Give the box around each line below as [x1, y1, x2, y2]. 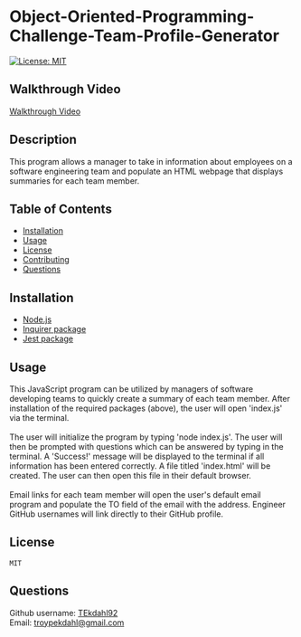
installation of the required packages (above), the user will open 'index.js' [9, 403, 283, 414]
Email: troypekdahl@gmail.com [9, 617, 125, 628]
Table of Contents [9, 201, 113, 216]
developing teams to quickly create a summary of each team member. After [9, 394, 291, 404]
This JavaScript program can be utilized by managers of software [9, 384, 254, 395]
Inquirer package [22, 324, 87, 335]
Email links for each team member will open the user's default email [9, 490, 262, 499]
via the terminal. [9, 413, 70, 423]
